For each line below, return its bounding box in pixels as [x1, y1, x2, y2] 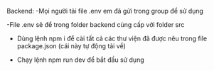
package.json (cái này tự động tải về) [16, 42, 126, 50]
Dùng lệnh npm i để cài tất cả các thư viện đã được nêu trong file [16, 34, 208, 43]
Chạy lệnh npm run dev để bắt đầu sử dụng [16, 55, 144, 64]
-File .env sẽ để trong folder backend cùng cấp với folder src [6, 21, 185, 28]
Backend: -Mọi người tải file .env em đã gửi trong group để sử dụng [6, 7, 204, 15]
